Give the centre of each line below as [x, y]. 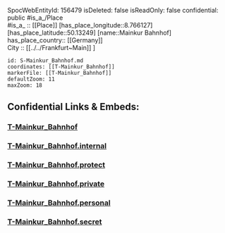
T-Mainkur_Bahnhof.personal [59, 203]
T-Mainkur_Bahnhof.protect [56, 165]
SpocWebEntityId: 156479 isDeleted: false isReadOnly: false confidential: [113, 10]
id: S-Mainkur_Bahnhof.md [45, 61]
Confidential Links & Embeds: [73, 107]
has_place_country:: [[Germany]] [55, 40]
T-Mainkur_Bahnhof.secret [55, 222]
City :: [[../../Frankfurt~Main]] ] [51, 48]
